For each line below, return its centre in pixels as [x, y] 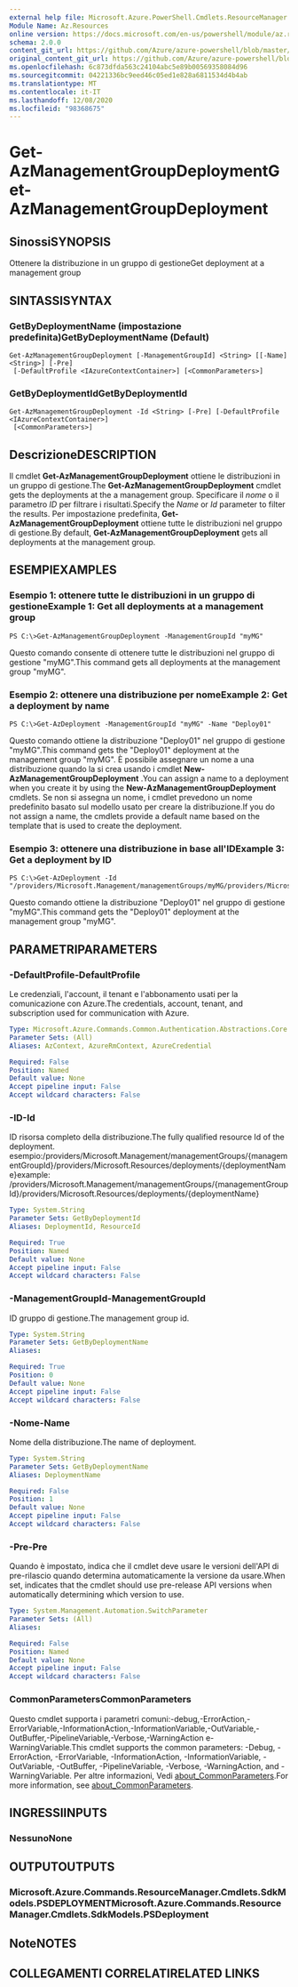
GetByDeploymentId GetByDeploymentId [98, 393]
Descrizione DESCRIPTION [83, 455]
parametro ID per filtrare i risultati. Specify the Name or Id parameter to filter [147, 504]
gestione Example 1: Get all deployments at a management [137, 607]
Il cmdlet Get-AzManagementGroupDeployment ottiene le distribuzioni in [145, 476]
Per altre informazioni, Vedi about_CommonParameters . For [181, 1775]
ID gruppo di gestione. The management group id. [99, 1318]
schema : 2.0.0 [35, 42]
